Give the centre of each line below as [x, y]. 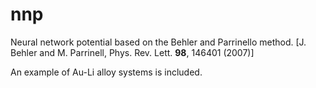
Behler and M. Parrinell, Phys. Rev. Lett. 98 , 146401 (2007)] [132, 52]
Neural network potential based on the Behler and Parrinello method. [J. [158, 42]
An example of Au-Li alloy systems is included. [106, 72]
